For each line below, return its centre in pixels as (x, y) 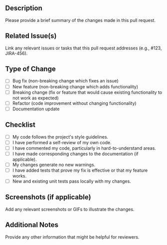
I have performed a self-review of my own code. (62, 142)
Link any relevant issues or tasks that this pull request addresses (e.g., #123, (83, 48)
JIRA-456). (16, 53)
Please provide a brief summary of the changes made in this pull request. (81, 20)
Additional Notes (32, 225)
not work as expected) (35, 98)
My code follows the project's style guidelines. (60, 137)
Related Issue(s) (31, 36)
